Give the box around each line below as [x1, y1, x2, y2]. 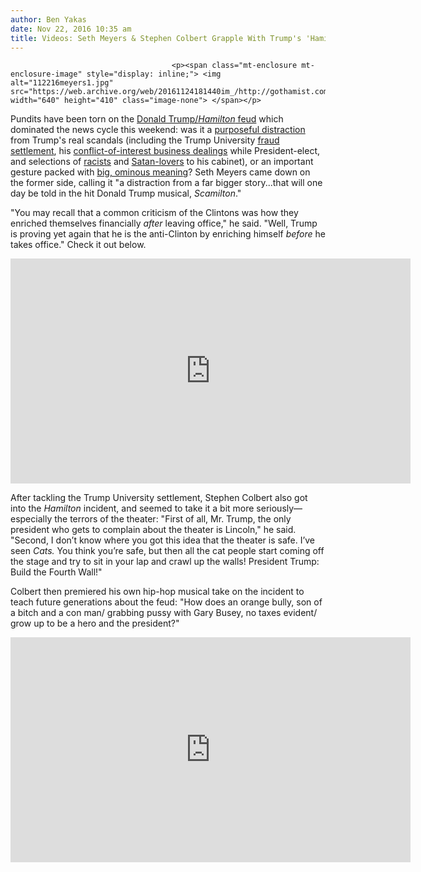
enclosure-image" [10, 69, 83, 80]
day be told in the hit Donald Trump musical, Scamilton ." [10, 187, 242, 200]
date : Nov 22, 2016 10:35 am [10, 24, 132, 34]
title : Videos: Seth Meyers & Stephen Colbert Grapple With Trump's [10, 33, 302, 43]
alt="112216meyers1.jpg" [10, 78, 114, 88]
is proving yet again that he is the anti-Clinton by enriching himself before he [10, 228, 326, 240]
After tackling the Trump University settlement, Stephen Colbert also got [10, 492, 308, 504]
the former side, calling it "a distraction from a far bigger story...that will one [10, 177, 323, 189]
